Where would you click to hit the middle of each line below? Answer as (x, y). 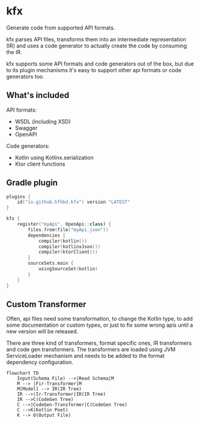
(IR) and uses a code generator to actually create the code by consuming (97, 46)
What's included (38, 95)
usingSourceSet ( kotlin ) (68, 269)
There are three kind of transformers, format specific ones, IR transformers (99, 343)
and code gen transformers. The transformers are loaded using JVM (91, 350)
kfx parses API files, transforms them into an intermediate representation (96, 39)
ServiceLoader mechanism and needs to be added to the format (86, 356)
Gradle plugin (32, 183)
